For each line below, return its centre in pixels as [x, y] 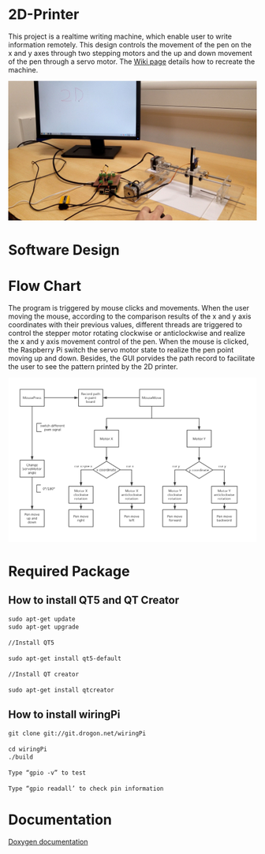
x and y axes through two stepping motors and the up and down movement [130, 53]
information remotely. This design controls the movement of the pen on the [130, 44]
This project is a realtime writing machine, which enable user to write [120, 36]
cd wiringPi [28, 750]
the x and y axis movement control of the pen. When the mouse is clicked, [129, 341]
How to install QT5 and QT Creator [94, 600]
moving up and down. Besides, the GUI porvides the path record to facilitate [132, 358]
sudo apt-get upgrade [44, 627]
